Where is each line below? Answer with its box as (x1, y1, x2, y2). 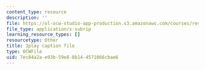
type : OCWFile (6, 49, 43, 55)
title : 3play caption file (6, 43, 75, 49)
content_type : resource (6, 9, 67, 15)
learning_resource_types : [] (6, 32, 81, 38)
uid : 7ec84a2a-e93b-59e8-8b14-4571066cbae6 (6, 54, 119, 60)
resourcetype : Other (6, 37, 59, 43)
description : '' (6, 15, 48, 21)
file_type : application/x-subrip (6, 26, 92, 32)
